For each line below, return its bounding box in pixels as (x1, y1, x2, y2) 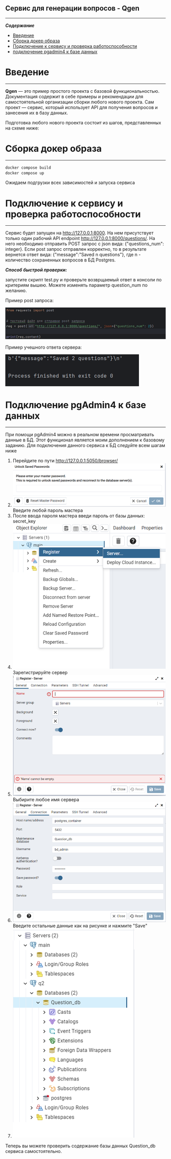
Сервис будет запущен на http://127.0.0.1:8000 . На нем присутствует (5, 230, 154, 236)
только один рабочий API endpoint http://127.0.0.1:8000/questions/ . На (5, 235, 155, 242)
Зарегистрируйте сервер (12, 669, 68, 675)
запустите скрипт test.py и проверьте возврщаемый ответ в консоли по (5, 277, 162, 283)
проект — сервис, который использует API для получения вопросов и (5, 104, 158, 110)
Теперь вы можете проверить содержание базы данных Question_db (5, 1143, 156, 1149)
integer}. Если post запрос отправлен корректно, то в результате (5, 246, 147, 252)
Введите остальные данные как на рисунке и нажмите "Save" (12, 923, 148, 929)
